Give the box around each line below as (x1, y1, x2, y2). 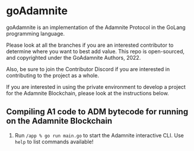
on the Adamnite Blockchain (6, 116, 113, 126)
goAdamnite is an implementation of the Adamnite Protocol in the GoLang (6, 24, 186, 31)
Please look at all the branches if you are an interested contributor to (6, 41, 174, 49)
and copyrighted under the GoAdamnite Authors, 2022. (6, 54, 141, 61)
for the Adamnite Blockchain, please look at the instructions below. (6, 89, 169, 97)
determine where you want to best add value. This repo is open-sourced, (6, 47, 185, 54)
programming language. (6, 30, 65, 37)
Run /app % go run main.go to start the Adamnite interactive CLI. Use (14, 131, 184, 139)
